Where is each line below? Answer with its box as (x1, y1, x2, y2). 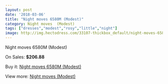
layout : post (5, 7, 32, 12)
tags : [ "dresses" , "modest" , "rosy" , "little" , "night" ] (5, 26, 117, 31)
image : (5, 30, 19, 35)
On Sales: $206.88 (5, 54, 45, 60)
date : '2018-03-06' (5, 12, 46, 17)
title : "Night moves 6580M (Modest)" (5, 16, 84, 21)
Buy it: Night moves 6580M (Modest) (5, 63, 81, 69)
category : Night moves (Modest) (5, 21, 75, 26)
